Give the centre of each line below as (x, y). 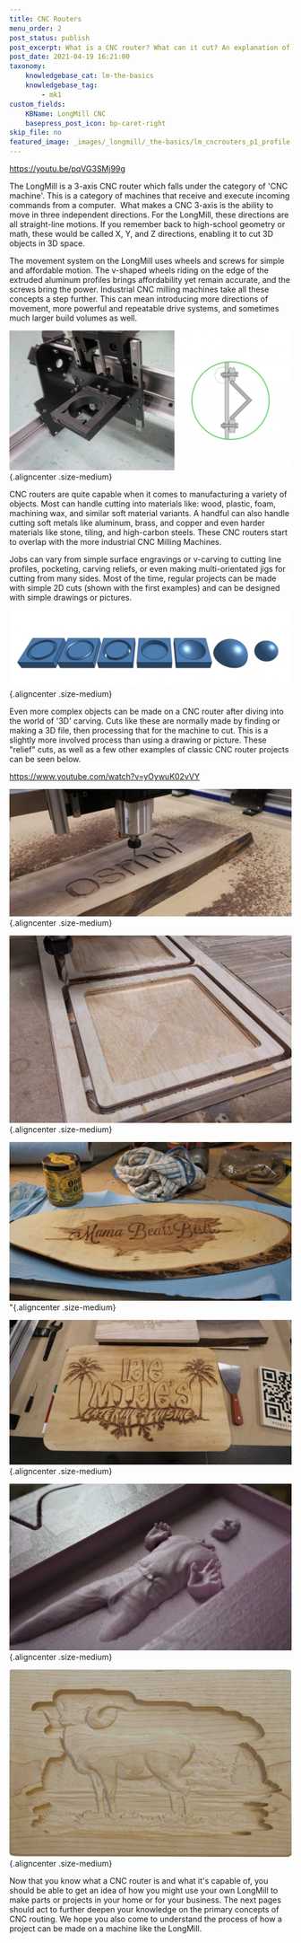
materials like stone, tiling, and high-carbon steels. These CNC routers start (149, 532)
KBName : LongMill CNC (65, 114)
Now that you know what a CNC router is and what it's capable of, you (139, 1880)
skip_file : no (36, 133)
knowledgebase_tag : (62, 85)
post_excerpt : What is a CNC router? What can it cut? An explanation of (150, 48)
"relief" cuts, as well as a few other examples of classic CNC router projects (149, 750)
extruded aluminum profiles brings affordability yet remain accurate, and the (150, 280)
